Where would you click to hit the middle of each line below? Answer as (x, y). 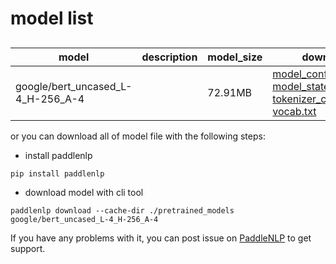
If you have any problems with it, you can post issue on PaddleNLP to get (161, 238)
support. (28, 248)
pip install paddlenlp (57, 173)
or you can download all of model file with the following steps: (138, 136)
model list (52, 18)
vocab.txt (294, 111)
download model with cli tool (84, 192)
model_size (235, 57)
